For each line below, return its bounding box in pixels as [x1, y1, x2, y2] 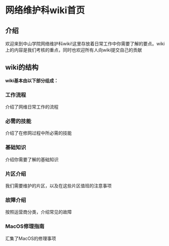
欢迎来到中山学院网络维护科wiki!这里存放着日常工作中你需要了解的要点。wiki [5, 41, 165, 46]
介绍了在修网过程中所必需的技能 [5, 130, 72, 136]
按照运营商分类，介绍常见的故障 [5, 209, 72, 215]
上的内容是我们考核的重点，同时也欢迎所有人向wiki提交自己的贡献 [5, 47, 142, 53]
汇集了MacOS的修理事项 [5, 235, 57, 241]
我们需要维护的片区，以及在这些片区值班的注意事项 [5, 183, 112, 188]
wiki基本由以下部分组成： [5, 77, 59, 83]
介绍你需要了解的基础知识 [5, 156, 59, 162]
